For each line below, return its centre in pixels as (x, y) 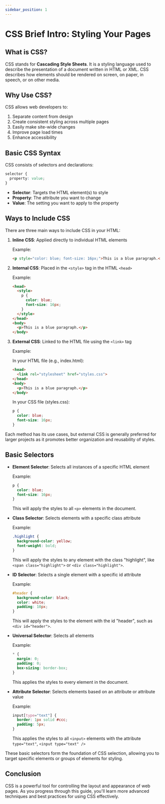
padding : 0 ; (29, 663)
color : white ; (31, 602)
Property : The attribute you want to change (56, 198)
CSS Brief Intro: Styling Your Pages (78, 34)
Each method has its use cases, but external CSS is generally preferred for (81, 434)
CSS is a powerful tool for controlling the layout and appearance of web (78, 786)
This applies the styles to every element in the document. (70, 682)
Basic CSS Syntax (33, 153)
